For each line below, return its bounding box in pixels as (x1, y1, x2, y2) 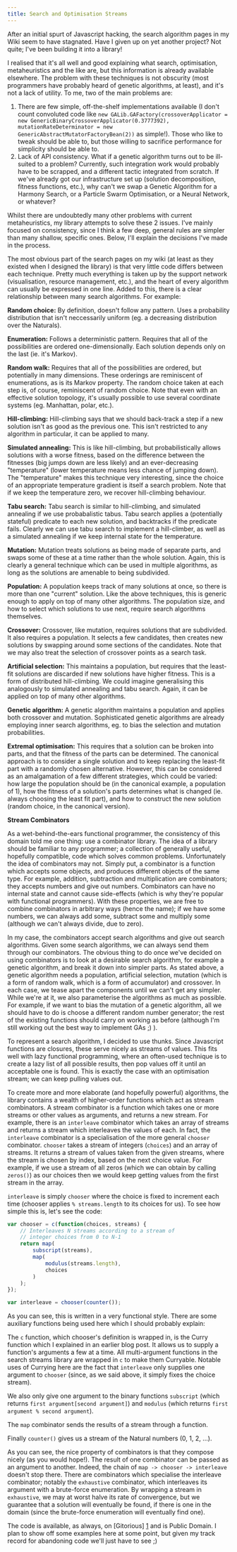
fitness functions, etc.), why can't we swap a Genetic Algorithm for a (17, 182, 217, 191)
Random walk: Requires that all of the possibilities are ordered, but (7, 363, 202, 372)
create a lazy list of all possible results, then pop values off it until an (7, 1059, 207, 1068)
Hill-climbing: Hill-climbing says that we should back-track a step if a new (7, 414, 224, 423)
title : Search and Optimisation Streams (7, 10, 128, 18)
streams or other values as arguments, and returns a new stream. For (7, 1110, 209, 1119)
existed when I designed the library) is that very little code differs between (7, 262, 224, 271)
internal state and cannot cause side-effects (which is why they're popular (7, 889, 224, 898)
